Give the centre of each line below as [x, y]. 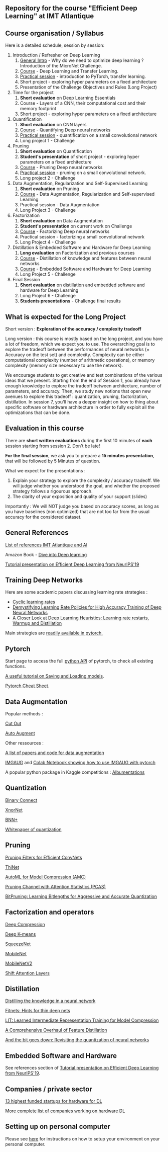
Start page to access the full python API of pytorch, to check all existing [79, 661]
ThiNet [12, 867]
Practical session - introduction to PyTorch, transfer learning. [83, 76]
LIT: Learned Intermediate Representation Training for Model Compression [82, 1020]
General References [37, 533]
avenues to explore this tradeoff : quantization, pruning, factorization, [77, 396]
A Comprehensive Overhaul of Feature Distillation [56, 1030]
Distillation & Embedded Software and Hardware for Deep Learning [81, 248]
